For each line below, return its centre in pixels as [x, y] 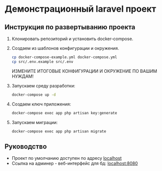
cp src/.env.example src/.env [43, 62]
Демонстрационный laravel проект [80, 9]
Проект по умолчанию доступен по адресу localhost [67, 158]
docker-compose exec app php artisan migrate [59, 131]
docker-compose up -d [34, 95]
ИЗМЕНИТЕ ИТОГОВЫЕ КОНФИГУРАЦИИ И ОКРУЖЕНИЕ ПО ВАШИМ [84, 71]
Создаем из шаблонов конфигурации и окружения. [65, 48]
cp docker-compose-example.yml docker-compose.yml [64, 57]
